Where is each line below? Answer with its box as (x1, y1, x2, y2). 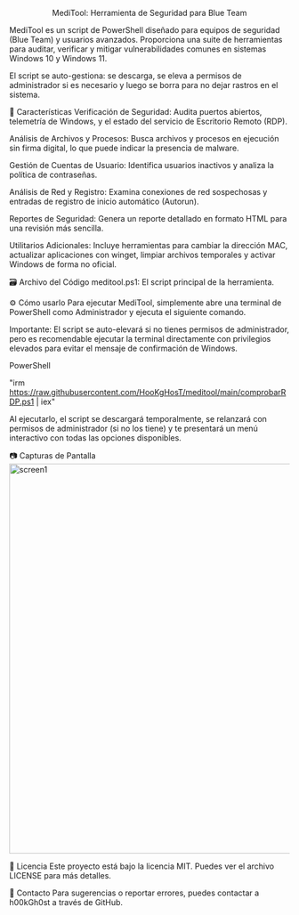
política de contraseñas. (9, 169, 98, 180)
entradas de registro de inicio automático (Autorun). (9, 196, 199, 206)
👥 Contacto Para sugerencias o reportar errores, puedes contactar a (9, 887, 260, 898)
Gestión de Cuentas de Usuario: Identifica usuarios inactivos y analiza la (9, 160, 274, 170)
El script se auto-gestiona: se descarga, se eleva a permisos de (9, 70, 242, 81)
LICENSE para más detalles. (9, 870, 111, 880)
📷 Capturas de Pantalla (9, 450, 96, 461)
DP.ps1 (9, 396, 35, 407)
